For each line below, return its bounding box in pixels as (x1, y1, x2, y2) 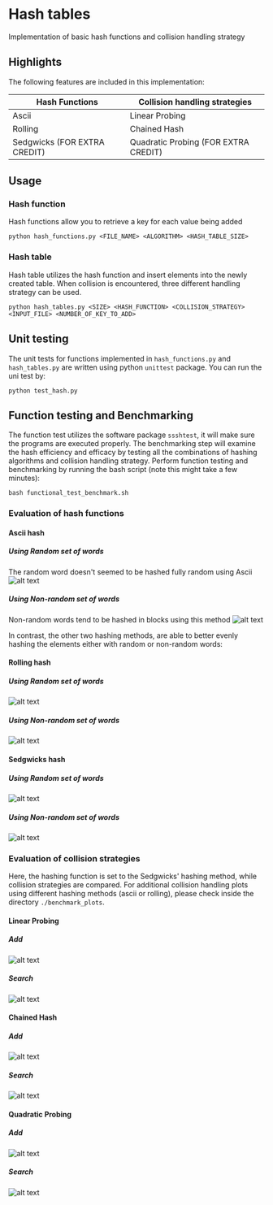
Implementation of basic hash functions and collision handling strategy (8, 32, 245, 41)
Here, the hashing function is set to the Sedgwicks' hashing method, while (8, 871, 258, 882)
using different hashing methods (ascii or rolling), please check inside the (8, 889, 254, 899)
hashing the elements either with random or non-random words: (8, 639, 223, 648)
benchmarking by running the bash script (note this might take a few (8, 465, 238, 475)
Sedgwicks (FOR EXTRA (12, 136, 105, 147)
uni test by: (8, 371, 46, 380)
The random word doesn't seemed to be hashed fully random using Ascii (8, 566, 253, 577)
